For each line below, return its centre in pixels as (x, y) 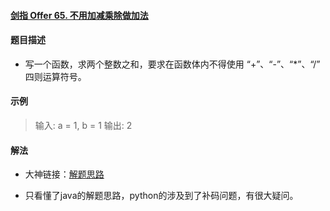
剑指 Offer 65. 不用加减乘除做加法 (79, 15)
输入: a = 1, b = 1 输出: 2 (83, 125)
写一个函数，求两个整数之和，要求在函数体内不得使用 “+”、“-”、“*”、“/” (172, 64)
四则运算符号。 (55, 76)
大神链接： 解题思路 (64, 174)
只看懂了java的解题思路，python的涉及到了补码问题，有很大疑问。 (161, 196)
